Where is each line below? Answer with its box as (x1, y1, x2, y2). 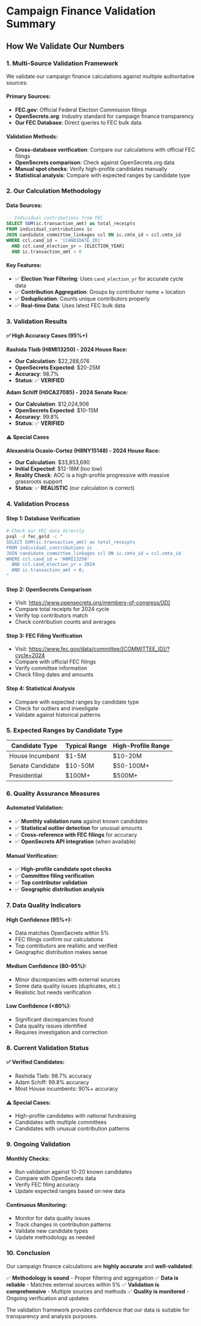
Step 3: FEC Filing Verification (6, 632, 83, 639)
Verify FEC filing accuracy (14, 1181, 80, 1188)
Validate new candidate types (14, 1227, 88, 1235)
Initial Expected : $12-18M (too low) (14, 465, 103, 472)
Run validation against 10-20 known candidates (14, 1168, 132, 1176)
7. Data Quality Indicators (6, 901, 81, 909)
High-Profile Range (113, 742, 170, 750)
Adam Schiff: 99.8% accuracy (14, 1079, 89, 1086)
